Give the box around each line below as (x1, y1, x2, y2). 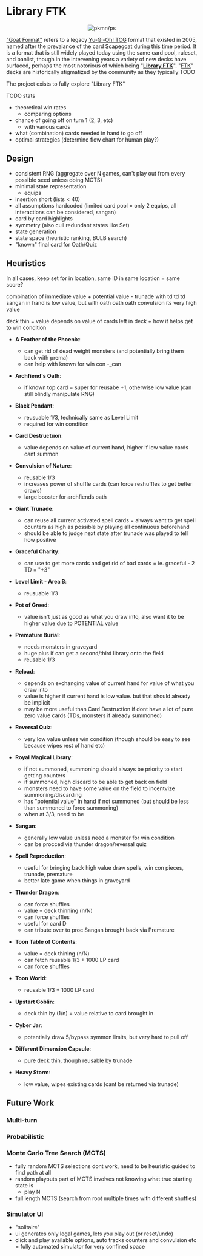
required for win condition (24, 420, 89, 428)
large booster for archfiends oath (24, 493, 107, 500)
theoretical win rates (15, 103, 67, 111)
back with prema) (24, 353, 68, 361)
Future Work (6, 1097, 55, 1108)
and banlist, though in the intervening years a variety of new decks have (6, 55, 187, 63)
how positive (24, 536, 56, 543)
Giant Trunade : (15, 505, 54, 512)
